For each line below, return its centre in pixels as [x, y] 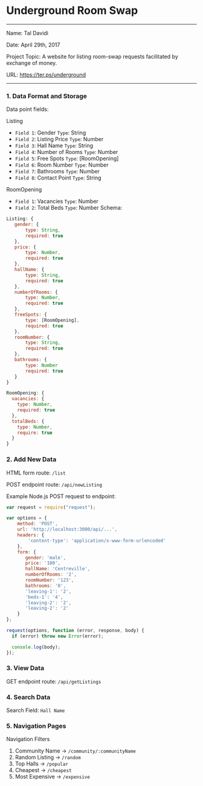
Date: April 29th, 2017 [33, 45]
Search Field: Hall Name [36, 710]
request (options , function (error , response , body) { [76, 631]
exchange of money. [32, 63]
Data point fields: [27, 109]
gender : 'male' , [46, 558]
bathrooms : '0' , [46, 585]
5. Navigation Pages [36, 726]
